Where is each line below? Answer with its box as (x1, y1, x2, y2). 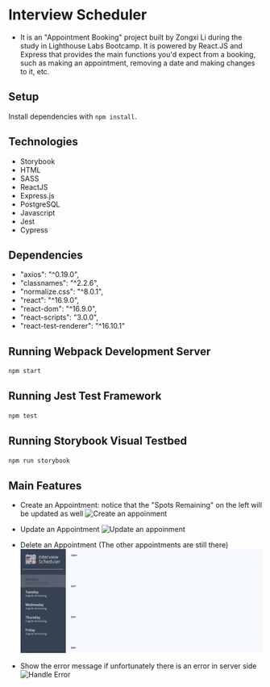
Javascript (19, 207, 56, 217)
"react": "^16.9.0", (19, 295, 79, 305)
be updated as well (19, 509, 84, 518)
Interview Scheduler (8, 6, 147, 24)
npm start (8, 367, 42, 375)
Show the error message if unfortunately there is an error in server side (19, 660, 257, 671)
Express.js (19, 191, 55, 200)
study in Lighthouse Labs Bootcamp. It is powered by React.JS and (19, 40, 243, 50)
